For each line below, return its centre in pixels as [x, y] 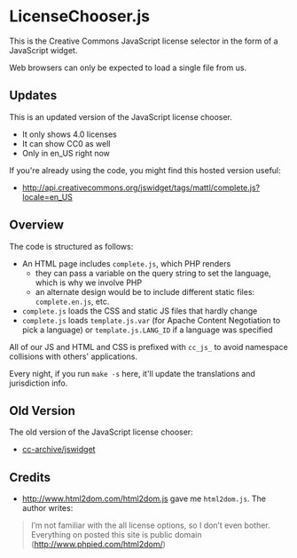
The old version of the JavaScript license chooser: [101, 432]
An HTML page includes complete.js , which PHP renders [126, 263]
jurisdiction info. [39, 383]
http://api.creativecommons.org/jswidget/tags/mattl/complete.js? [141, 187]
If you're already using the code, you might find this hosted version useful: [145, 170]
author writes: [47, 508]
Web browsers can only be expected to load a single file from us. [128, 68]
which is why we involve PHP [89, 283]
